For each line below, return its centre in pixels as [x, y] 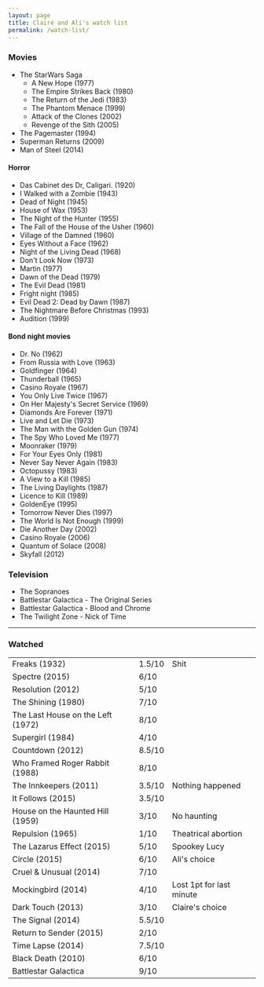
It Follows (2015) [44, 798]
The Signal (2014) [46, 919]
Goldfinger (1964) [48, 371]
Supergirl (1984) [43, 737]
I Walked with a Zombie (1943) [69, 193]
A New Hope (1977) [62, 82]
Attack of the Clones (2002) [76, 116]
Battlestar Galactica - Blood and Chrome [85, 609]
